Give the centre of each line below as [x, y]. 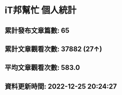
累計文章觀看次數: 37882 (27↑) [53, 49]
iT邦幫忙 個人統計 [40, 10]
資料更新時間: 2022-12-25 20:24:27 [61, 86]
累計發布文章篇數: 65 [37, 30]
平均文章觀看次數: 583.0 [42, 68]
